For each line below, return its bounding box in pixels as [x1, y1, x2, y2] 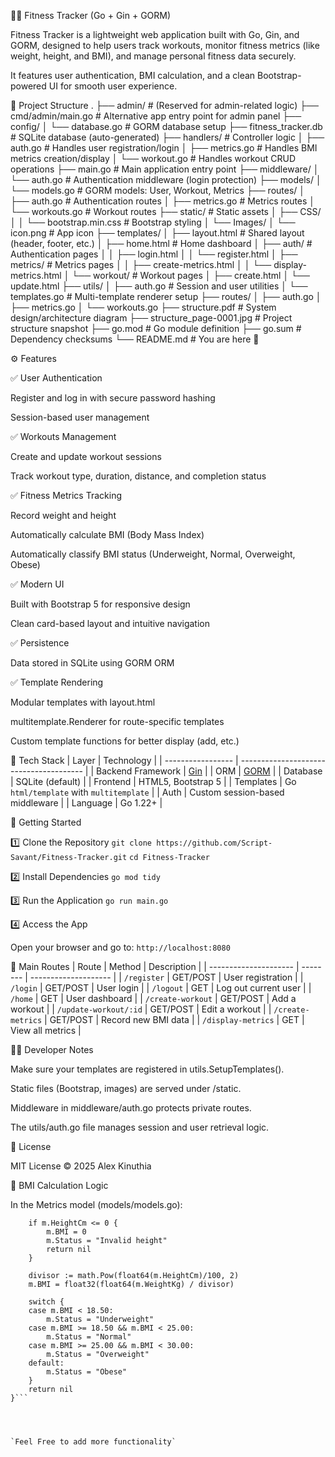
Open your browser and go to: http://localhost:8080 [10, 941, 231, 953]
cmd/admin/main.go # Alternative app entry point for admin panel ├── [10, 110, 302, 122]
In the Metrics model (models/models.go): [10, 1199, 183, 1210]
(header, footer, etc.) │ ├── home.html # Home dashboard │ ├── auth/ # [10, 238, 313, 249]
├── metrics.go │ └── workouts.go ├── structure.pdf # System [10, 301, 277, 313]
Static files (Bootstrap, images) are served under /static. [10, 1083, 242, 1094]
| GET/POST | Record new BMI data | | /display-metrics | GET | [44, 1014, 305, 1025]
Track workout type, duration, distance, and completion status [10, 470, 267, 482]
